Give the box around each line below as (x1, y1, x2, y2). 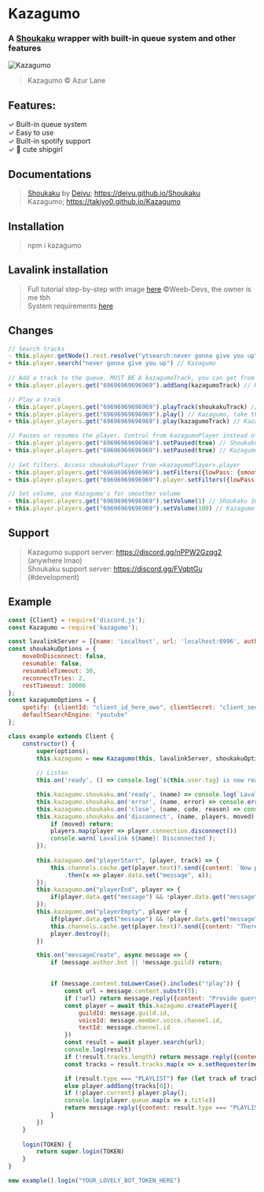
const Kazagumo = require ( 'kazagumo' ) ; (8, 623, 139, 631)
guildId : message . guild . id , (78, 1009, 170, 1017)
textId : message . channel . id (78, 1023, 170, 1032)
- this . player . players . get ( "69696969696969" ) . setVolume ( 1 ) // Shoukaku (8, 497, 247, 505)
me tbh (27, 292, 51, 302)
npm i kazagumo (27, 240, 82, 250)
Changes (8, 324, 53, 337)
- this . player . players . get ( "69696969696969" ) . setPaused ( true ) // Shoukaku (8, 439, 258, 447)
